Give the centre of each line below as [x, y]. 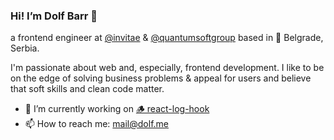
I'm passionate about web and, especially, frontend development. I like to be [167, 68]
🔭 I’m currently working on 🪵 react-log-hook [117, 109]
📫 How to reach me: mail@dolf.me [96, 124]
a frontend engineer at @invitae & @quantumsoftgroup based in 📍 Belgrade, [167, 38]
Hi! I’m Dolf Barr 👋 [54, 16]
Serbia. [25, 48]
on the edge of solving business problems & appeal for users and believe [161, 78]
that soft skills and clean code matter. [87, 89]
